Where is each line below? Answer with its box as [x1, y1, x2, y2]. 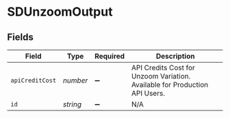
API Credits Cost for [131, 63, 195, 72]
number [62, 76, 88, 85]
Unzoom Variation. [131, 72, 191, 80]
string [62, 100, 82, 109]
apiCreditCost [10, 76, 57, 84]
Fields [7, 31, 34, 43]
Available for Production [131, 80, 209, 89]
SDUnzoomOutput [7, 4, 113, 20]
